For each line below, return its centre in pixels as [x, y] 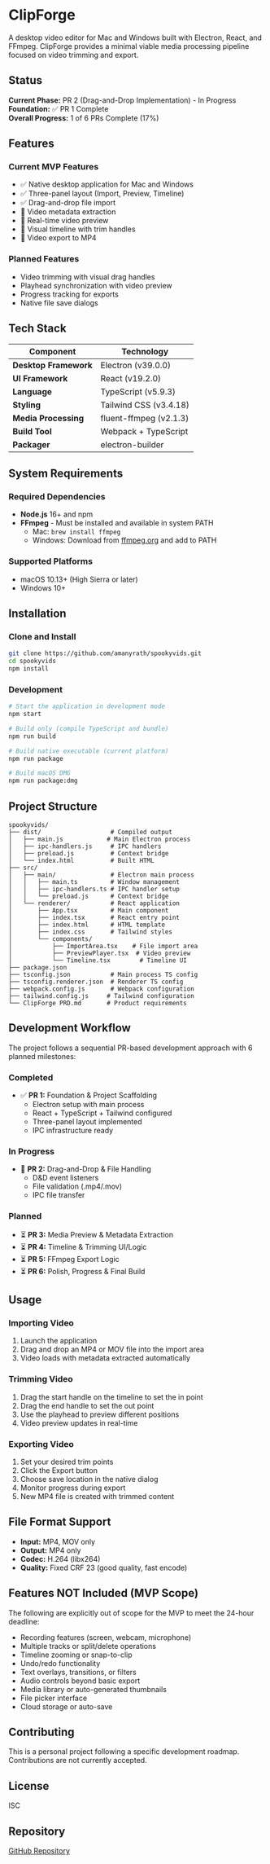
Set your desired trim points [67, 1462]
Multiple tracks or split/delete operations [88, 1646]
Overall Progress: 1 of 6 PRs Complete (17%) [84, 118]
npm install [28, 668]
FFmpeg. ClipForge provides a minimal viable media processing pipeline [129, 46]
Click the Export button [59, 1470]
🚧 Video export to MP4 [58, 238]
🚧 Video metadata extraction [68, 212]
